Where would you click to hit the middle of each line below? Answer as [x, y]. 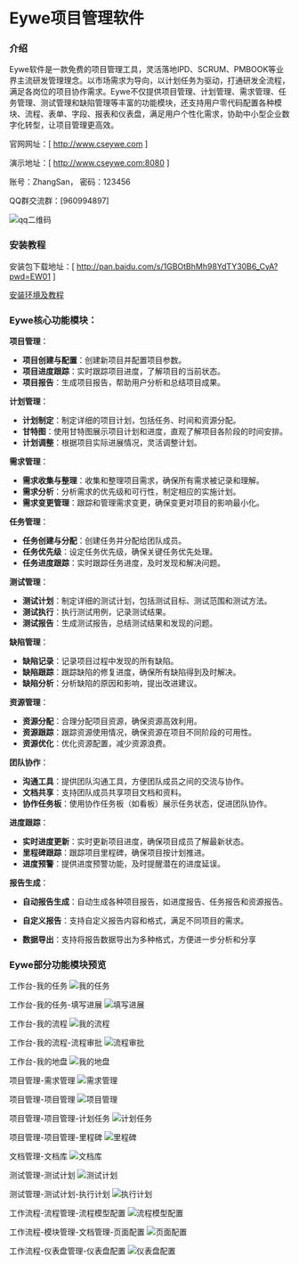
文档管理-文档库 [39, 1156]
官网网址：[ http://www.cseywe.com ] [79, 144]
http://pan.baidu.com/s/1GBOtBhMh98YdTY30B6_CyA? [178, 266]
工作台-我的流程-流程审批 [56, 1043]
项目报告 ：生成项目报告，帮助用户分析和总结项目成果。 [123, 382]
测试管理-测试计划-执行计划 [60, 1194]
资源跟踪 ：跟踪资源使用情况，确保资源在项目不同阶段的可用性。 [139, 733]
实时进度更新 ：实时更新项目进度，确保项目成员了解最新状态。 [135, 841]
